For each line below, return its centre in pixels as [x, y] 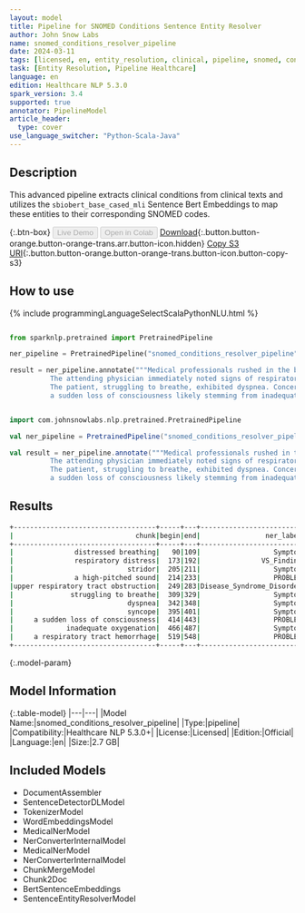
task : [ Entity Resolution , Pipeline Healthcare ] [103, 69]
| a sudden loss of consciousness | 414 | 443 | [105, 620]
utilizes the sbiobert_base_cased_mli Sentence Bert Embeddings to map [144, 204]
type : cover [40, 128]
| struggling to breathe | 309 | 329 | [105, 594]
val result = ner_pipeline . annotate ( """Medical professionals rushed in [150, 453]
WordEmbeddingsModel [68, 821]
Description [43, 173]
